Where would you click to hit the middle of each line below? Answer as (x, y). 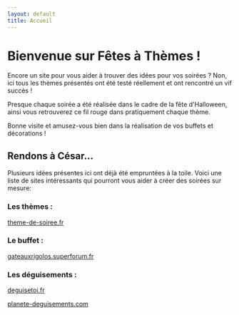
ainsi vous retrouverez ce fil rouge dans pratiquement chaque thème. (109, 112)
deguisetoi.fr (26, 290)
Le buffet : (26, 241)
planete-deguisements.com (48, 304)
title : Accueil (30, 21)
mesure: (20, 188)
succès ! (20, 91)
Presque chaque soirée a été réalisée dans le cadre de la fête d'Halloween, (117, 105)
